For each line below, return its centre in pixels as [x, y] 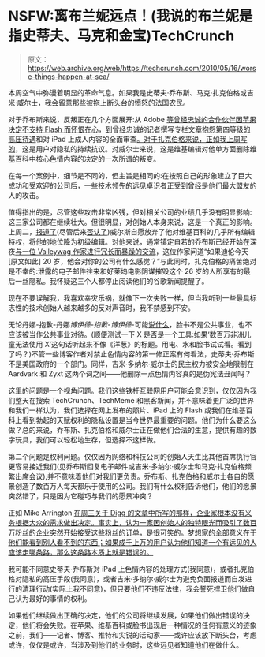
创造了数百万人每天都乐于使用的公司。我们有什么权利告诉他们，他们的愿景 [136, 486]
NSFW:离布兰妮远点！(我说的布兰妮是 [131, 16]
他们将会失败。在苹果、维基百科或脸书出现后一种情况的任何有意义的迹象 [139, 625]
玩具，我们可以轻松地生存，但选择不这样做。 [87, 439]
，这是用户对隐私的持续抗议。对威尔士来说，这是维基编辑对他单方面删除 [132, 149]
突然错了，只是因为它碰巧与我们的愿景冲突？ [81, 496]
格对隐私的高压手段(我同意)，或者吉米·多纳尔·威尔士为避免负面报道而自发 [127, 579]
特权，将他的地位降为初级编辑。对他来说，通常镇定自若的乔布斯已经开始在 [129, 241]
